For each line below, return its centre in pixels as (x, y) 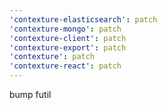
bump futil (30, 94)
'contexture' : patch (52, 57)
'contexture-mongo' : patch (65, 29)
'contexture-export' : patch (68, 47)
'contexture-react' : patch (65, 66)
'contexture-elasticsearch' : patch (83, 19)
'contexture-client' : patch (68, 38)
